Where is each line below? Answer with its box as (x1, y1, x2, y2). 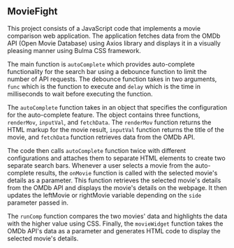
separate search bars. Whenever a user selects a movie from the (7, 161, 194, 170)
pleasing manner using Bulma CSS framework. (7, 46, 141, 54)
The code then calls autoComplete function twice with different (7, 146, 187, 154)
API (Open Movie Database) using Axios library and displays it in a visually (7, 38, 221, 48)
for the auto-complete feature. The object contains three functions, (7, 110, 200, 119)
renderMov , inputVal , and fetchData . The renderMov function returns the (7, 118, 212, 126)
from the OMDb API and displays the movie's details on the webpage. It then (7, 183, 227, 191)
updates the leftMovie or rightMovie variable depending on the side (7, 191, 202, 199)
